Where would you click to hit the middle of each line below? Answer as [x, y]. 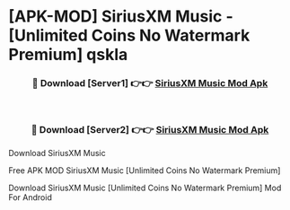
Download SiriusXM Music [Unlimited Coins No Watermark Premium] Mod [145, 188]
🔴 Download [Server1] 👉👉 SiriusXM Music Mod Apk [150, 83]
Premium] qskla [68, 55]
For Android [31, 197]
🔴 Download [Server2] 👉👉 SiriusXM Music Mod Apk [150, 130]
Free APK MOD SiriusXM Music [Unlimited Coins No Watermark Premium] [145, 170]
